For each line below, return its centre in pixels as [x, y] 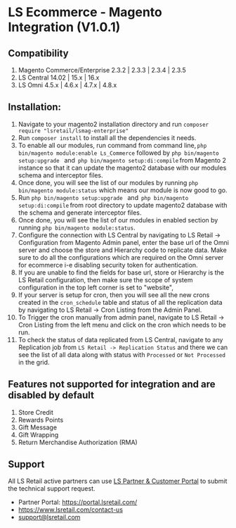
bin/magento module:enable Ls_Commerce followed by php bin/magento [119, 153]
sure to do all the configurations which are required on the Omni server [121, 257]
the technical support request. [52, 489]
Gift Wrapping [38, 434]
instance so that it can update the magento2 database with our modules [122, 168]
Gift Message [38, 427]
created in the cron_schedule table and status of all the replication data [120, 302]
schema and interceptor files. [60, 175]
